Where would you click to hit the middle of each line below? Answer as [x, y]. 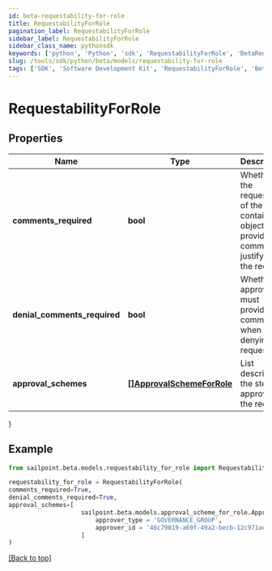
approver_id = [119, 527]
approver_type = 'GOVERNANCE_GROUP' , [159, 520]
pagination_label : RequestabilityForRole [79, 31]
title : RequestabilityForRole [59, 23]
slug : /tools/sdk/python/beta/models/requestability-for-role [115, 62]
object [252, 225]
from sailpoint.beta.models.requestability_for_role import [112, 468]
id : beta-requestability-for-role [67, 16]
